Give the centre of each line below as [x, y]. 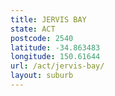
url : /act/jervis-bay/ [57, 66]
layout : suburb [42, 76]
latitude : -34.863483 [55, 47]
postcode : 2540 [42, 38]
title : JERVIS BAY [48, 19]
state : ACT [33, 29]
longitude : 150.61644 [55, 57]
